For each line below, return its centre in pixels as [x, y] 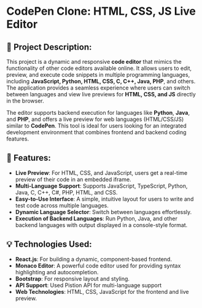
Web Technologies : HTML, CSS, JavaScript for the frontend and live [102, 291]
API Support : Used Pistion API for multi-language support [88, 285]
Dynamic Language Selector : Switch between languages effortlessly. [103, 212]
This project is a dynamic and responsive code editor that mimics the [94, 62]
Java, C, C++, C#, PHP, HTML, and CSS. [66, 192]
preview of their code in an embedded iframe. [73, 179]
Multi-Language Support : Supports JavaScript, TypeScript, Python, [101, 186]
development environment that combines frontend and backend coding [96, 132]
